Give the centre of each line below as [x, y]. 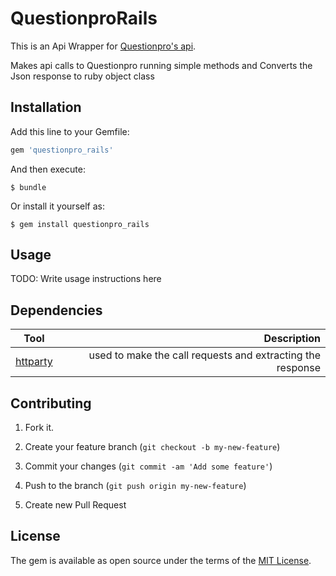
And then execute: [48, 169]
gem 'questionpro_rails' [62, 150]
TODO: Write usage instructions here [86, 279]
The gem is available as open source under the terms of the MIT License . [161, 560]
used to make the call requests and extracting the [204, 355]
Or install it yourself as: [57, 206]
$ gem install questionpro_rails [80, 224]
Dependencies [56, 310]
